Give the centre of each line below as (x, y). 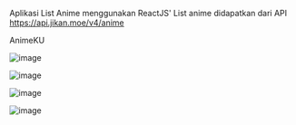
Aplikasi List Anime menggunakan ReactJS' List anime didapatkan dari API (148, 13)
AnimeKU (27, 40)
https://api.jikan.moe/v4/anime (67, 23)
